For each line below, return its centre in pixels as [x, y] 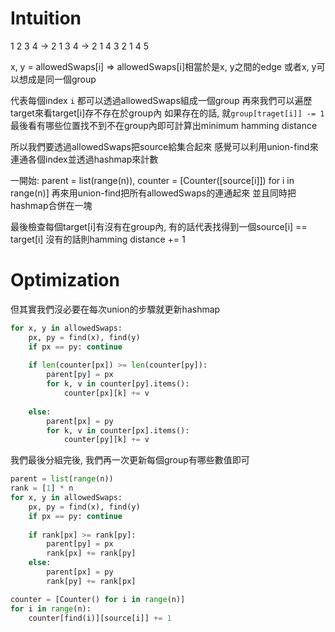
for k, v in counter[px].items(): [118, 430]
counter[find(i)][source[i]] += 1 [100, 618]
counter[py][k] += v [106, 440]
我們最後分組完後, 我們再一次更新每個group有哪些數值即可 [130, 460]
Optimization [65, 280]
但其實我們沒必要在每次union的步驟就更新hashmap [115, 309]
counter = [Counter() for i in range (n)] [98, 599]
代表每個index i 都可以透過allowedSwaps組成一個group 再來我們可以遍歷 [161, 100]
